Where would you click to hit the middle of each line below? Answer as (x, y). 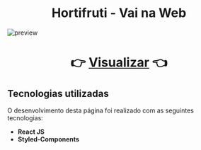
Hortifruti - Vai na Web (119, 13)
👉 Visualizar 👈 (119, 63)
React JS (31, 132)
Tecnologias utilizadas (58, 93)
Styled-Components (48, 139)
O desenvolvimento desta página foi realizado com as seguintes (101, 110)
